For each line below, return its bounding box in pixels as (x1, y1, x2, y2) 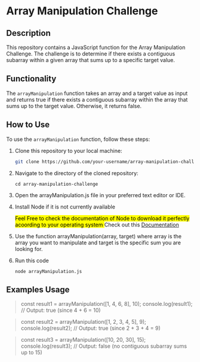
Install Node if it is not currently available (14, 203, 115, 210)
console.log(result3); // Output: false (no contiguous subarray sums (20, 342, 187, 350)
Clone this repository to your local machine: (14, 147, 122, 154)
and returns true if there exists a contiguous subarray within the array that (6, 96, 188, 103)
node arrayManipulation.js (14, 268, 82, 274)
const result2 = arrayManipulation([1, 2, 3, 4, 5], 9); (20, 318, 146, 326)
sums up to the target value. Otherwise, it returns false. (6, 102, 142, 109)
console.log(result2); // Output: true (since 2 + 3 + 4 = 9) (20, 324, 161, 332)
